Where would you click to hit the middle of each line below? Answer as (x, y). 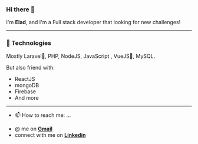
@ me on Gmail (34, 129)
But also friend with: (30, 67)
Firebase (25, 91)
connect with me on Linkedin (50, 135)
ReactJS (25, 78)
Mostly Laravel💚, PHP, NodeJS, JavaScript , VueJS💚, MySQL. (81, 56)
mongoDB (27, 85)
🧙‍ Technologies (29, 43)
